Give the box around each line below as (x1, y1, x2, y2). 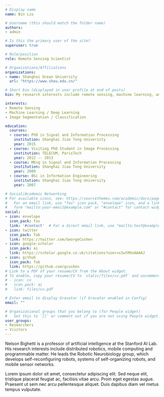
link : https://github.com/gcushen (9, 264, 80, 269)
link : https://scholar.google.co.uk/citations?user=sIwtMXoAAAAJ (9, 250, 145, 256)
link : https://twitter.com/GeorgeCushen (9, 237, 93, 242)
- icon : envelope (5, 214, 41, 219)
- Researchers (5, 323, 34, 328)
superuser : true (5, 43, 38, 48)
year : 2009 (14, 169, 36, 174)
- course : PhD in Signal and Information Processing (9, 132, 119, 137)
